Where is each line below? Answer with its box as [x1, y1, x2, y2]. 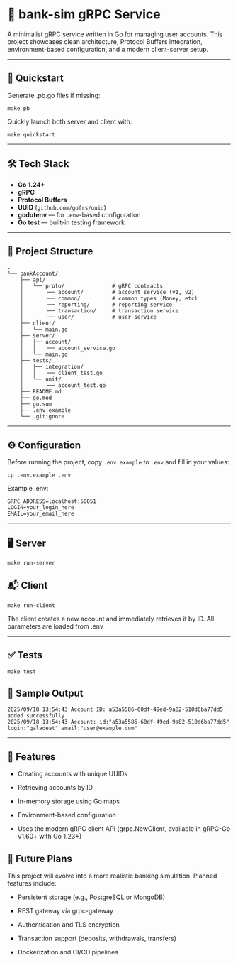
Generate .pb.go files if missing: [7, 91, 101, 99]
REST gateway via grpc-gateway [17, 907, 113, 915]
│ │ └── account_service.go [20, 344, 115, 352]
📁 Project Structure [7, 245, 93, 257]
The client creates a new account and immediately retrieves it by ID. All [7, 614, 215, 623]
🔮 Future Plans [7, 852, 73, 865]
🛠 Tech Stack [7, 158, 69, 170]
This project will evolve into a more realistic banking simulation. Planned [7, 871, 217, 880]
